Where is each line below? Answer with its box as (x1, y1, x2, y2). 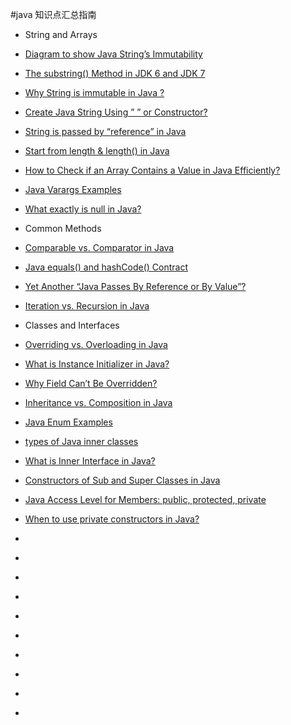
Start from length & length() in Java (24, 145, 170, 157)
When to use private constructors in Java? (24, 513, 200, 525)
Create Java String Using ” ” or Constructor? (24, 106, 208, 118)
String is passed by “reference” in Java (24, 126, 187, 137)
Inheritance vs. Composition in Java (24, 397, 173, 408)
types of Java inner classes (24, 436, 139, 447)
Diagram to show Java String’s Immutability (24, 48, 203, 60)
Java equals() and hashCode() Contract (24, 261, 188, 273)
